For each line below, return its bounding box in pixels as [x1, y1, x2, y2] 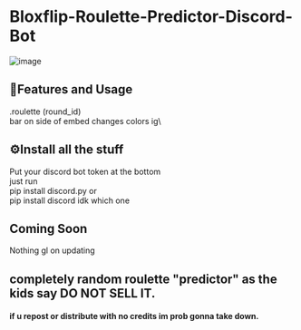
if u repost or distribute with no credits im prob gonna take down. [9, 311, 259, 322]
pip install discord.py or [9, 185, 97, 196]
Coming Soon [9, 220, 88, 237]
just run [9, 175, 38, 187]
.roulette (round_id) [9, 106, 82, 117]
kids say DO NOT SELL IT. [9, 286, 156, 301]
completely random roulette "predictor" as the [9, 271, 278, 286]
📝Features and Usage [9, 82, 133, 97]
